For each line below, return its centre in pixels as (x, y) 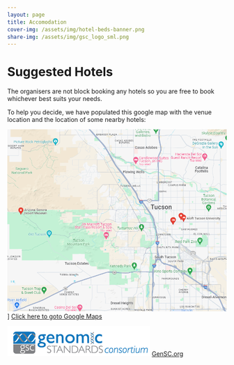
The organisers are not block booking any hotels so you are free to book (111, 91)
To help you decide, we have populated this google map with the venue (110, 112)
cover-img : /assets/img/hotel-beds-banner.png (76, 29)
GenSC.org (167, 354)
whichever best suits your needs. (55, 99)
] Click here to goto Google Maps (55, 316)
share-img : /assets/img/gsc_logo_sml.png (68, 37)
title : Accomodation (37, 22)
